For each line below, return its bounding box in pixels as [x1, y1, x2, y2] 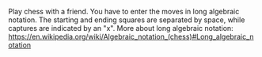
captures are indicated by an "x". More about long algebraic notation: [8, 24, 234, 32]
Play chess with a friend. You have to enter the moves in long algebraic [8, 7, 240, 16]
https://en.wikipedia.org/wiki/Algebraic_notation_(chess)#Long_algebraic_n [8, 32, 255, 41]
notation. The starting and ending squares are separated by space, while [8, 15, 245, 25]
